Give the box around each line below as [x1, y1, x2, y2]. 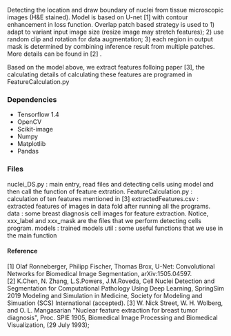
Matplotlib [17, 140, 46, 148]
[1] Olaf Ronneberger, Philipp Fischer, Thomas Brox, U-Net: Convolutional [7, 262, 215, 271]
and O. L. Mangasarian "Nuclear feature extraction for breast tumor [7, 306, 198, 314]
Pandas [17, 147, 39, 156]
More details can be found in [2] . [7, 50, 102, 58]
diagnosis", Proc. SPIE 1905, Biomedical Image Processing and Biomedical [7, 313, 219, 322]
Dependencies [7, 94, 57, 104]
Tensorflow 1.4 [17, 110, 60, 119]
